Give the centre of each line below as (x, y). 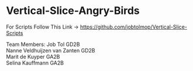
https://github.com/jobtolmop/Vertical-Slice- (133, 27)
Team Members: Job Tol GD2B (43, 44)
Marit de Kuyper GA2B (33, 56)
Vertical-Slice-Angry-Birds (73, 11)
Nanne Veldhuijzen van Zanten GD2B (51, 50)
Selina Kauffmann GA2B (35, 63)
